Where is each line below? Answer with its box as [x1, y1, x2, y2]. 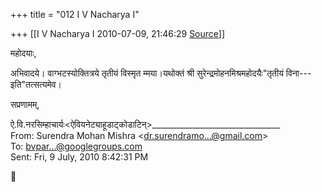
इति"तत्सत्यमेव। [10, 79, 63, 90]
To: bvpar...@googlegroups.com [10, 140, 143, 152]
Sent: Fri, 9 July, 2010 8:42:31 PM [10, 151, 149, 163]
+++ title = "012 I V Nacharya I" [10, 9, 140, 20]
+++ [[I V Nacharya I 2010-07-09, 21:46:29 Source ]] [10, 28, 226, 39]
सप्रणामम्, [10, 99, 40, 110]
